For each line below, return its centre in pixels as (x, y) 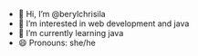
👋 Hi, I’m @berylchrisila (62, 14)
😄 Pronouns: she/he (57, 42)
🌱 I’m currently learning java (71, 33)
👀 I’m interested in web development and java (104, 23)
